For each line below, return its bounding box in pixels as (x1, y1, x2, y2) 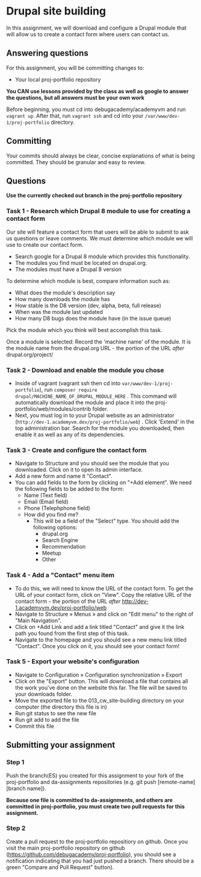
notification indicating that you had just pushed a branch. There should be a (6, 857, 194, 864)
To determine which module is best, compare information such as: (6, 277, 170, 284)
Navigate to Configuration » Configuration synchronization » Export (14, 671, 182, 678)
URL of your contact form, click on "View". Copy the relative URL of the (14, 591, 191, 598)
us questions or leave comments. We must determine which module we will (6, 234, 193, 242)
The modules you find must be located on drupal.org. (14, 259, 147, 266)
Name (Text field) (23, 492, 67, 499)
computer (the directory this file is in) (14, 703, 107, 710)
